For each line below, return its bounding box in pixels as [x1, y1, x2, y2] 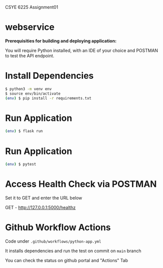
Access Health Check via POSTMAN [5, 178, 157, 190]
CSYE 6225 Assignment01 [5, 4, 58, 10]
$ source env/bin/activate [5, 91, 61, 96]
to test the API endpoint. [5, 53, 54, 58]
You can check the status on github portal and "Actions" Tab [5, 258, 128, 263]
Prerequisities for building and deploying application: [5, 38, 117, 44]
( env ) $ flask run [5, 129, 43, 134]
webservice [5, 22, 55, 33]
